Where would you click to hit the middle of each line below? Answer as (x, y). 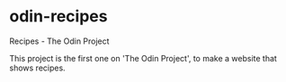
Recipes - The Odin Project (59, 41)
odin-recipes (58, 16)
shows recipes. (37, 68)
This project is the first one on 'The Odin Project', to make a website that (143, 58)
